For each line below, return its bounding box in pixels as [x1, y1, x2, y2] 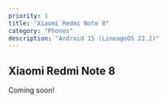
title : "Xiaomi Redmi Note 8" [8, 19, 110, 27]
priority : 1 [8, 11, 48, 20]
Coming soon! [8, 85, 55, 95]
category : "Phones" [8, 27, 74, 35]
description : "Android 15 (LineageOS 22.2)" [8, 34, 160, 43]
